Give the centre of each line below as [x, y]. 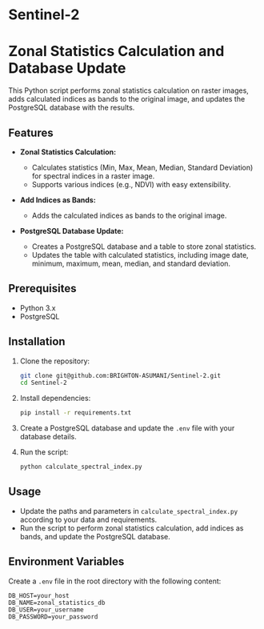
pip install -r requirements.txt [76, 413]
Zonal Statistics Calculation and [116, 52]
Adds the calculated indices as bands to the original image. [129, 215]
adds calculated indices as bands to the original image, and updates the [127, 99]
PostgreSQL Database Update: [72, 230]
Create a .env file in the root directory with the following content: [115, 581]
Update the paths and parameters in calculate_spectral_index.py [129, 511]
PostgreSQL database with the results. [72, 108]
